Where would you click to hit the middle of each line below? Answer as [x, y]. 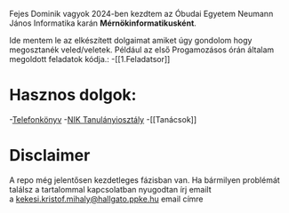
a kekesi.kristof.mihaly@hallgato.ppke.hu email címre [106, 199]
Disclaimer [50, 156]
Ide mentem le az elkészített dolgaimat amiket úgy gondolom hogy [131, 40]
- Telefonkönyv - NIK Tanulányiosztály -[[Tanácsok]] [103, 119]
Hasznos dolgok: [73, 95]
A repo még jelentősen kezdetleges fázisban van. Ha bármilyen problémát [144, 180]
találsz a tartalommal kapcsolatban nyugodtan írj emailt [110, 189]
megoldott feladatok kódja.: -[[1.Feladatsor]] [90, 59]
